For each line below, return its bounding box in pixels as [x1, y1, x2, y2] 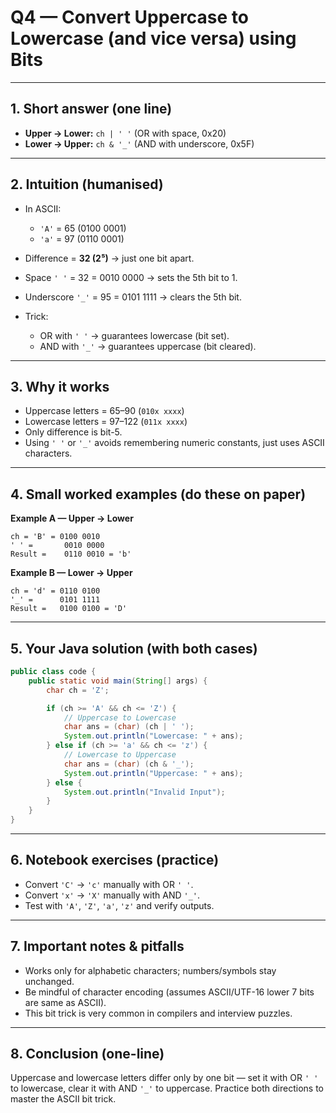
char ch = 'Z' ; [46, 685, 110, 695]
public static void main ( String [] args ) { [28, 676, 208, 686]
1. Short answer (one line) [10, 101, 173, 118]
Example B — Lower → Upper [10, 567, 133, 579]
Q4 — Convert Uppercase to [10, 6, 249, 29]
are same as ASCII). [24, 996, 107, 1008]
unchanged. [24, 975, 75, 987]
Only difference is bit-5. [24, 426, 123, 438]
